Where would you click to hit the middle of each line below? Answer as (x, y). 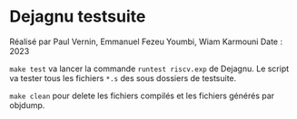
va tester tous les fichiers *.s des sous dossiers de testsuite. (123, 78)
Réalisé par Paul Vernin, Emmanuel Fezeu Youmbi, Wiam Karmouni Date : (146, 41)
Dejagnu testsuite (78, 17)
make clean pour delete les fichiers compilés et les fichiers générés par (142, 96)
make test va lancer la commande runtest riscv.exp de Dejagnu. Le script (149, 69)
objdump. (27, 105)
